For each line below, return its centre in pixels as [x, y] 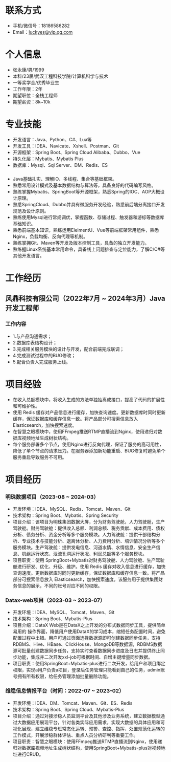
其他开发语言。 [28, 255]
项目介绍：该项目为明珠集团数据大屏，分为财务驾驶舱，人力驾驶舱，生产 [89, 522]
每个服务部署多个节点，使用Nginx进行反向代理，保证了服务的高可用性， [88, 444]
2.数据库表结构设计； [35, 342]
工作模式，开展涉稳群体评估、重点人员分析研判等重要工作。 [75, 735]
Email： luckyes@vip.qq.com [43, 32]
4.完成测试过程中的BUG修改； [44, 355]
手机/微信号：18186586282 [41, 26]
